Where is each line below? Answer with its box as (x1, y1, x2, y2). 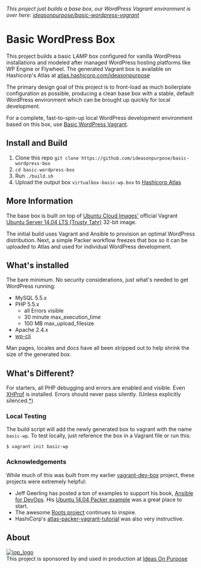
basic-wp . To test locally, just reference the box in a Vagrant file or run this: (6, 432, 191, 439)
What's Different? (6, 368, 75, 378)
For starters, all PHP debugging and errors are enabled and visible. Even (6, 384, 185, 392)
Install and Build (6, 138, 68, 148)
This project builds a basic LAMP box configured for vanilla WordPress (6, 52, 182, 60)
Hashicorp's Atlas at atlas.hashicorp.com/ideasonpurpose (6, 72, 150, 79)
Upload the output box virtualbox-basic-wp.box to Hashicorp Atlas (14, 178, 182, 186)
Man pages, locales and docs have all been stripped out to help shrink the (6, 345, 190, 352)
